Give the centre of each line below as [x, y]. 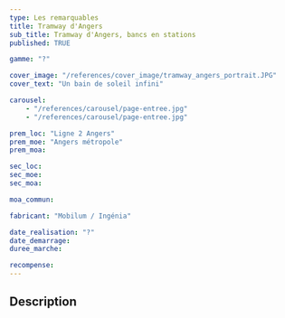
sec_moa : [26, 183]
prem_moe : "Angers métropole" [66, 142]
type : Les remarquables [54, 18]
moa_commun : [32, 200]
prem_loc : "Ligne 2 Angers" [62, 133]
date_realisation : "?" [52, 232]
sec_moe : [26, 175]
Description [43, 302]
